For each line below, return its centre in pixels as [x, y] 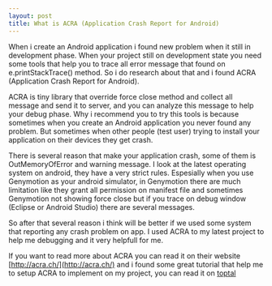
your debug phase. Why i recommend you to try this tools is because [124, 113]
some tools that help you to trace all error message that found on [117, 64]
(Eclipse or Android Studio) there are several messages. [101, 207]
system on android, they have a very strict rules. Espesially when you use [131, 173]
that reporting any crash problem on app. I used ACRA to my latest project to [136, 231]
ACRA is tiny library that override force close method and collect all [121, 96]
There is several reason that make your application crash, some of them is [132, 156]
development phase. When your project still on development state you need [135, 55]
